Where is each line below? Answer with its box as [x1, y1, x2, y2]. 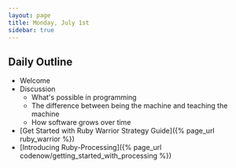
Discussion [19, 84, 56, 94]
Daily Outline [8, 55, 73, 68]
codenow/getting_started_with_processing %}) [19, 151, 171, 161]
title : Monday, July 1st [8, 19, 90, 27]
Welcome [19, 76, 51, 86]
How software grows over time [31, 118, 131, 127]
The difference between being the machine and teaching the [31, 101, 228, 111]
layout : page [8, 11, 51, 20]
